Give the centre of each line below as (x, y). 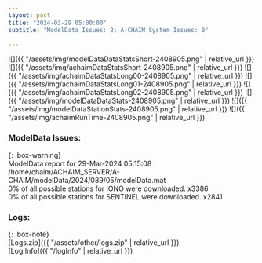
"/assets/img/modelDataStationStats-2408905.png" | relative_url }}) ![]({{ (126, 109)
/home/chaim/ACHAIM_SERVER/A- (64, 172)
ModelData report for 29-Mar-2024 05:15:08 (80, 163)
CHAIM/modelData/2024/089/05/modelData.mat (87, 180)
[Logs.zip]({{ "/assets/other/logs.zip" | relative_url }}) (94, 242)
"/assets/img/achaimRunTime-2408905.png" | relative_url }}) (107, 118)
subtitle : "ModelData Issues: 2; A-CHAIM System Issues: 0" (109, 30)
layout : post (29, 15)
